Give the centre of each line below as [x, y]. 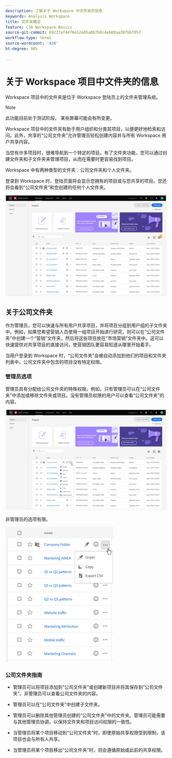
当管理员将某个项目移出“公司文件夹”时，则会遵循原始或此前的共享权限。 [89, 750]
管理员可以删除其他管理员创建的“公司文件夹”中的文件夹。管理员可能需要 [89, 715]
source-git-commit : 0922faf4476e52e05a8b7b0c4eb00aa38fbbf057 [73, 33]
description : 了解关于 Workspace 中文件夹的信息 [54, 11]
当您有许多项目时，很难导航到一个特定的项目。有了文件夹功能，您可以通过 [84, 153]
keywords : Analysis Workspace [38, 16]
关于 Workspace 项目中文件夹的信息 [82, 82]
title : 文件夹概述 [23, 22]
